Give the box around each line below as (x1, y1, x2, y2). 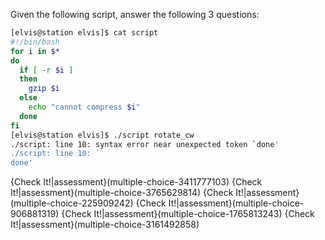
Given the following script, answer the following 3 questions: (10, 9, 260, 20)
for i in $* (10, 46, 60, 56)
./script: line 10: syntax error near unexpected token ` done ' (10, 139, 280, 149)
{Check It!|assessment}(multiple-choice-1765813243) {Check (61, 208, 315, 220)
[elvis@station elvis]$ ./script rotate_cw (10, 130, 195, 140)
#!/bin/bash (10, 37, 60, 47)
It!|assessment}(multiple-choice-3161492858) (10, 219, 200, 231)
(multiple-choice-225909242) (10, 197, 134, 209)
